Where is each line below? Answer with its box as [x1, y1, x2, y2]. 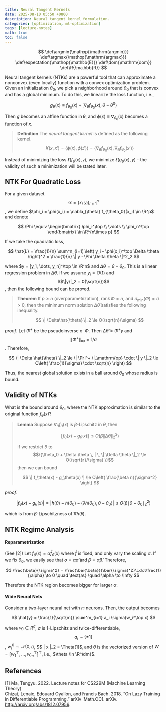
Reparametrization [5, 539, 45, 545]
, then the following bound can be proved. [5, 286, 91, 292]
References [5, 667, 42, 675]
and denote [5, 214, 29, 220]
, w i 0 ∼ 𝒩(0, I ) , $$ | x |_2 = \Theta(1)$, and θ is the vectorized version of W [5, 643, 159, 651]
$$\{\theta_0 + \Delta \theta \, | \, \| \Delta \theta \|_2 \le [33, 451, 147, 457]
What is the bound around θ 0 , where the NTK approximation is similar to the [5, 404, 161, 411]
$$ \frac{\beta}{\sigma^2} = [5, 568, 64, 573]
